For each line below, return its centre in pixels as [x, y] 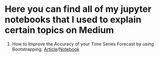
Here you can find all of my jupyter [78, 9]
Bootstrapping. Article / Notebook [46, 49]
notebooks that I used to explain [73, 20]
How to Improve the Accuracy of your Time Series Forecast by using [83, 44]
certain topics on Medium [59, 30]
